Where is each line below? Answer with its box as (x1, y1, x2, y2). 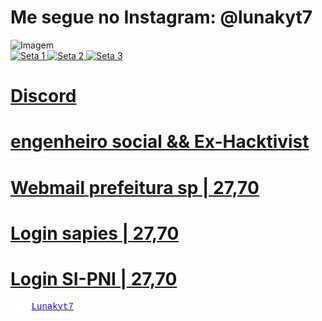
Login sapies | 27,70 (10, 222, 180, 245)
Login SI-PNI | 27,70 (10, 267, 178, 290)
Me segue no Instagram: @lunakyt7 (10, 6, 313, 29)
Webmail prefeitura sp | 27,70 (10, 176, 260, 199)
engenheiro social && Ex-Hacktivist (10, 131, 310, 153)
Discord (10, 85, 77, 108)
